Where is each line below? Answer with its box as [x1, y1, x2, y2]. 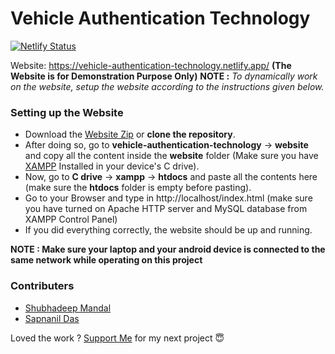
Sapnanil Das [24, 312, 80, 324]
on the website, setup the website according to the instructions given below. [10, 80, 325, 92]
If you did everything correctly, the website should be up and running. [24, 224, 313, 236]
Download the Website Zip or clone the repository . [24, 128, 236, 141]
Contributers [10, 279, 75, 293]
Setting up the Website [10, 105, 124, 119]
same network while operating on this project [10, 254, 203, 266]
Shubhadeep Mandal [24, 302, 112, 314]
